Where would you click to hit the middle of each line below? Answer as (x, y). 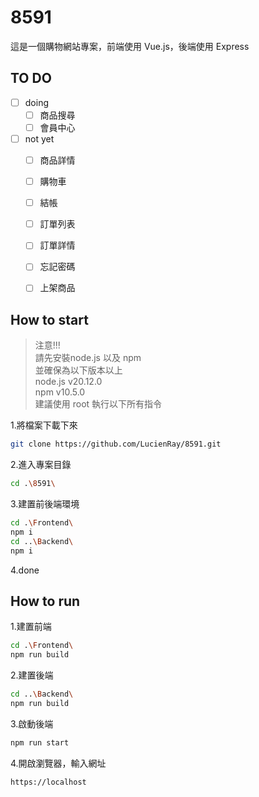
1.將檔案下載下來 (44, 425)
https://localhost (48, 782)
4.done (25, 570)
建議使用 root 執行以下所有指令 (98, 404)
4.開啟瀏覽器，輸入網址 (58, 763)
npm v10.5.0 (60, 392)
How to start (49, 319)
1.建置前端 (31, 627)
